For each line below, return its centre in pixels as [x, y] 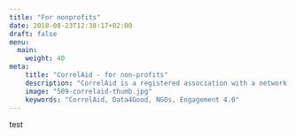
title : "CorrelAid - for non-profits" [97, 75]
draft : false [33, 34]
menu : [19, 42]
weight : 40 [45, 58]
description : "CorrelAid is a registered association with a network [156, 83]
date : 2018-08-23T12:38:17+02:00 [71, 26]
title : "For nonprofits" [55, 17]
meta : [19, 67]
